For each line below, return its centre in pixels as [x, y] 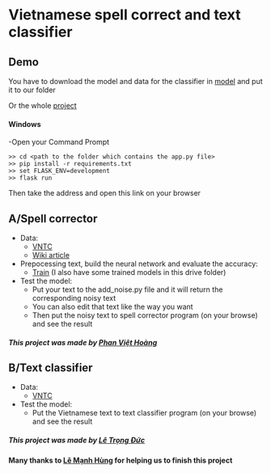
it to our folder [32, 90]
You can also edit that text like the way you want [112, 307]
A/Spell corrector [53, 219]
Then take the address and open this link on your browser [104, 193]
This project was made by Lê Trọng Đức [77, 440]
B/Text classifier [51, 368]
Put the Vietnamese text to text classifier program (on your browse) [144, 413]
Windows [25, 124]
